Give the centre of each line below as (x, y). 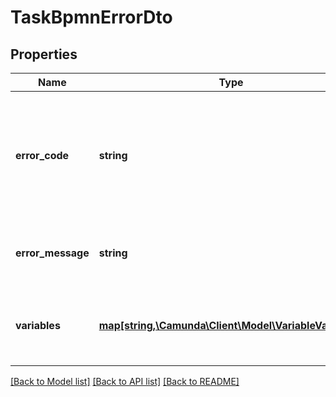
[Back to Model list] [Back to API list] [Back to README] (125, 381)
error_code (42, 155)
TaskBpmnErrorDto (91, 17)
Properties (44, 54)
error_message (52, 253)
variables (38, 325)
